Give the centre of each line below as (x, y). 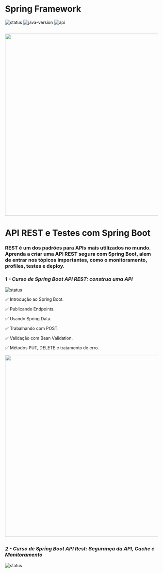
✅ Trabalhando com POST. (32, 328)
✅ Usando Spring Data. (28, 318)
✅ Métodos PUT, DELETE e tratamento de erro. (52, 347)
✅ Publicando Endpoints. (30, 309)
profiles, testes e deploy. (35, 266)
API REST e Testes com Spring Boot (78, 233)
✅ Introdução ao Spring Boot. (34, 299)
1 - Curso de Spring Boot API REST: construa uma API (69, 279)
